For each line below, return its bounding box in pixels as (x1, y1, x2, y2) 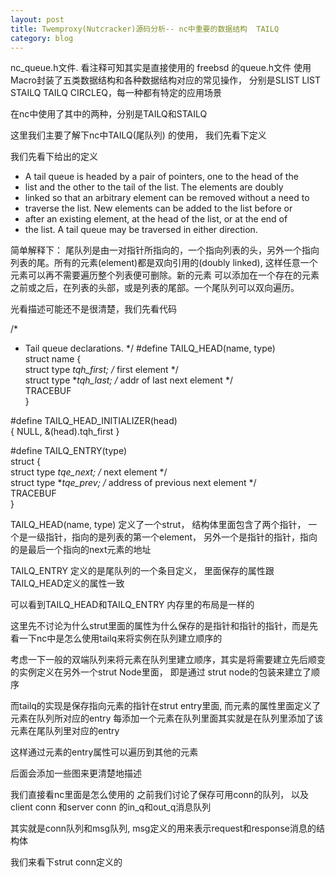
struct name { (24, 353, 82, 365)
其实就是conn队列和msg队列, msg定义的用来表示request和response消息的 (10, 822, 317, 835)
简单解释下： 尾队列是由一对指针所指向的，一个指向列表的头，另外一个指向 (10, 244, 320, 256)
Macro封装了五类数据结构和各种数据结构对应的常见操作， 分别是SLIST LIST (10, 74, 322, 86)
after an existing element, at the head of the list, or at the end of (24, 213, 288, 225)
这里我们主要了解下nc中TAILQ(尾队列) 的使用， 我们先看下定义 (10, 129, 267, 141)
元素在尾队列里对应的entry (10, 725, 120, 737)
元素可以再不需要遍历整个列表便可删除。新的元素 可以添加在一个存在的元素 (10, 269, 320, 281)
